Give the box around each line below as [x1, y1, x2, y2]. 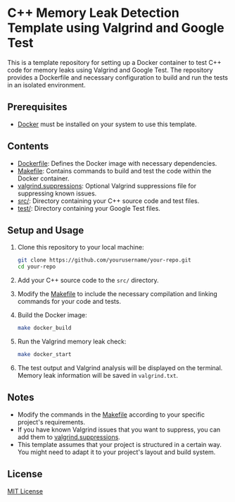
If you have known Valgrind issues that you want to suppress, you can [17, 425, 221, 434]
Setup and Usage [7, 224, 84, 236]
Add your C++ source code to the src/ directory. [17, 276, 160, 285]
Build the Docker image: [17, 311, 88, 319]
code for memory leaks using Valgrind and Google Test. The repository [7, 66, 213, 74]
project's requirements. [17, 417, 86, 426]
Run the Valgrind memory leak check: [17, 337, 127, 345]
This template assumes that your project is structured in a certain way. [17, 440, 222, 448]
